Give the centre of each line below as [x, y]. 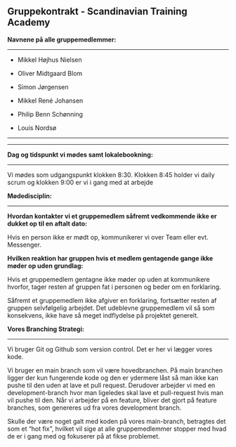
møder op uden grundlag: [45, 266]
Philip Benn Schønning [50, 114]
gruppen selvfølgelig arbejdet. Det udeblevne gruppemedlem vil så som [111, 308]
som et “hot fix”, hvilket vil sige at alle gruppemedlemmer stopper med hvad [117, 429]
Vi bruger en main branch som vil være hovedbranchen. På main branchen [115, 370]
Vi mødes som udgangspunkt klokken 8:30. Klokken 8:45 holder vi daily [111, 174]
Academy [29, 23]
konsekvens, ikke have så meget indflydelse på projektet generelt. [103, 315]
